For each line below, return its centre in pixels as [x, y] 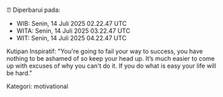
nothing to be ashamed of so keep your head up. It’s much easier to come [111, 58]
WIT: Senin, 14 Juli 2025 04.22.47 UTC [71, 38]
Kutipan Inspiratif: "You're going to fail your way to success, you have [105, 51]
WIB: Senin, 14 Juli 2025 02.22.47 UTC [72, 24]
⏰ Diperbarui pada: [34, 10]
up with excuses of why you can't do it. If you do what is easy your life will [111, 66]
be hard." [19, 73]
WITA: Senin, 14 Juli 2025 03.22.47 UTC [73, 31]
